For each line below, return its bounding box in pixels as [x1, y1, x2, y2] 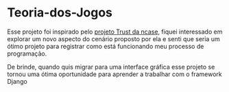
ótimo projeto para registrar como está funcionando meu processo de [7, 42, 204, 50]
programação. [7, 49, 47, 58]
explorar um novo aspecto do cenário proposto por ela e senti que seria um [7, 34, 221, 43]
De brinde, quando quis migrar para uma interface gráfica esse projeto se [7, 62, 215, 71]
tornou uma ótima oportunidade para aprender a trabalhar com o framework [7, 70, 222, 78]
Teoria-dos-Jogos [7, 5, 113, 21]
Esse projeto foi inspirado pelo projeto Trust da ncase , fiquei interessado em [7, 27, 223, 36]
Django [7, 77, 27, 85]
